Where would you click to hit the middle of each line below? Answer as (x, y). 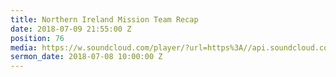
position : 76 (37, 38)
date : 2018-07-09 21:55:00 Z (71, 29)
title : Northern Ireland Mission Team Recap (104, 19)
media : (24, 47)
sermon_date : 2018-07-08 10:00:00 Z (86, 57)
